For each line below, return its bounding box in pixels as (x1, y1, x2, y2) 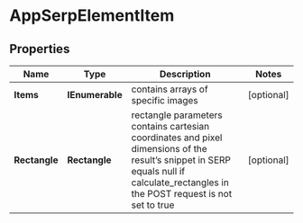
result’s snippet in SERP (131, 154, 232, 166)
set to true (131, 199, 175, 211)
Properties (9, 41, 70, 57)
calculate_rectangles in (131, 176, 230, 189)
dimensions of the (131, 143, 207, 155)
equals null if (131, 165, 186, 177)
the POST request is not (131, 188, 233, 200)
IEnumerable (67, 89, 124, 101)
